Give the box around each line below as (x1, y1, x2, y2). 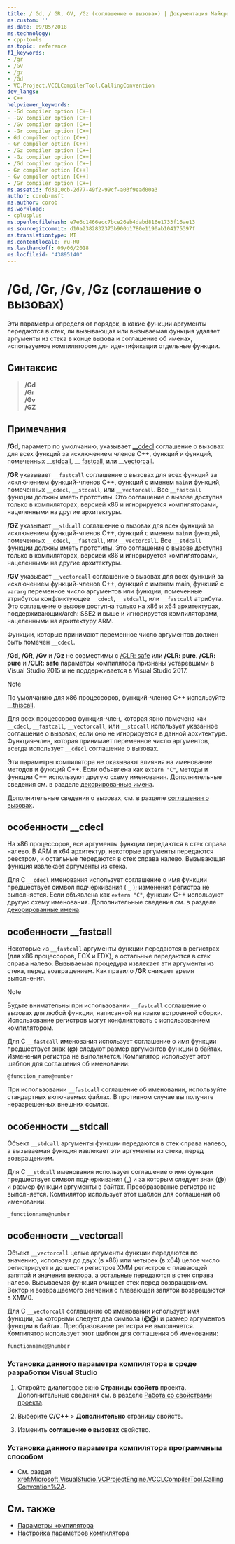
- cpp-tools (7, 36, 42, 43)
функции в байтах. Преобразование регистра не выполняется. (7, 1321, 195, 1330)
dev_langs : (7, 88, 39, 95)
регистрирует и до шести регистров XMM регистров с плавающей (7, 1263, 208, 1271)
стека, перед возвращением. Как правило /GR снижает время (7, 967, 194, 975)
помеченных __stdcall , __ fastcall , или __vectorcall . (7, 457, 155, 465)
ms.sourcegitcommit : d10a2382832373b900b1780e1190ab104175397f (7, 225, 196, 232)
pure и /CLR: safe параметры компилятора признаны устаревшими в (7, 659, 215, 667)
